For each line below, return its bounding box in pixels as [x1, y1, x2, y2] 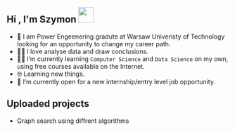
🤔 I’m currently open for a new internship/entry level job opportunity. [16, 77, 216, 86]
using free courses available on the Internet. [16, 62, 145, 70]
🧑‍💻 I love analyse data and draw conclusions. [16, 47, 148, 55]
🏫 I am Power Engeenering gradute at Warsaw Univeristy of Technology [16, 32, 225, 41]
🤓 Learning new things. [16, 70, 85, 78]
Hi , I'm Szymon [6, 13, 77, 25]
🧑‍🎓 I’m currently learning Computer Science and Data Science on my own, [16, 54, 229, 63]
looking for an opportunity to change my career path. [16, 39, 171, 48]
